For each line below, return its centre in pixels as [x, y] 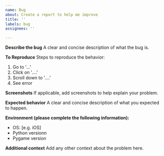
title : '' [16, 19]
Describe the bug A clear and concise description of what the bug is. [77, 47]
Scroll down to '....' [32, 78]
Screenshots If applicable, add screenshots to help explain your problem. [82, 93]
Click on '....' [25, 72]
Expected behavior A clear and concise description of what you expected [82, 103]
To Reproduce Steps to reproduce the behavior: [55, 57]
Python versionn [30, 133]
